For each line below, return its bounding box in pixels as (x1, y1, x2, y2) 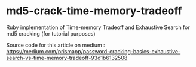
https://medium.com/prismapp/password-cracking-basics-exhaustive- (6, 47, 181, 55)
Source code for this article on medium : (6, 42, 106, 49)
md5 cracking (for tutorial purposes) (6, 30, 96, 37)
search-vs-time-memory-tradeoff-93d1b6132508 (6, 54, 128, 61)
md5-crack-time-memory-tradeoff (6, 4, 182, 18)
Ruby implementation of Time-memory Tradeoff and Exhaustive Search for (6, 24, 190, 31)
